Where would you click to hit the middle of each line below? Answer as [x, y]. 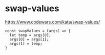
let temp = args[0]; [30, 35]
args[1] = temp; [26, 44]
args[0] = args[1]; [29, 39]
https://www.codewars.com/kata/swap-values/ [52, 22]
